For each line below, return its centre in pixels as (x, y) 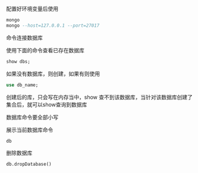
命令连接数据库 (24, 37)
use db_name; (22, 85)
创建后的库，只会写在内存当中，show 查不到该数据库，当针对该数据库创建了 (100, 97)
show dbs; (18, 61)
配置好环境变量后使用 (32, 9)
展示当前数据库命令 (30, 130)
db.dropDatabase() (29, 164)
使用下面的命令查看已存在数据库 (45, 50)
